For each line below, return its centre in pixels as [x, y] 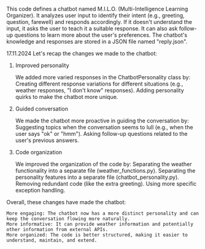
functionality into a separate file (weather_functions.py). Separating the [105, 171]
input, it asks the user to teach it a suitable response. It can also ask [92, 28]
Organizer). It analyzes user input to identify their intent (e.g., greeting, [96, 15]
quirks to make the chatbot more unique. [67, 97]
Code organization [39, 152]
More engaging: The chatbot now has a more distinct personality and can [103, 213]
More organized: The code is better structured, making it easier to [97, 235]
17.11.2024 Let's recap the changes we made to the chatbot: [82, 53]
